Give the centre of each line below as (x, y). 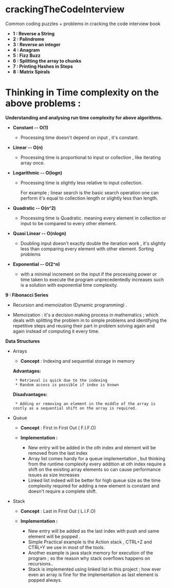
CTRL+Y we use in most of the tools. (66, 547)
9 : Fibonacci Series (27, 295)
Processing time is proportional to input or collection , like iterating (90, 157)
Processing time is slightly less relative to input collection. (81, 183)
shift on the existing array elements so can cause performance (94, 469)
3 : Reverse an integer (36, 44)
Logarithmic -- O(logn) (37, 172)
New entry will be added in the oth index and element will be (92, 447)
